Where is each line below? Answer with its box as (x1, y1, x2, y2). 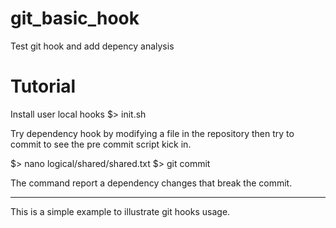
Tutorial (10, 75, 77, 98)
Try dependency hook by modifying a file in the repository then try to (10, 127, 295, 139)
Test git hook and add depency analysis (10, 40, 175, 52)
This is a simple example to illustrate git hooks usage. (10, 205, 231, 217)
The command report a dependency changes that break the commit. (10, 177, 293, 189)
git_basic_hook (10, 7, 140, 30)
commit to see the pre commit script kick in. (10, 138, 192, 150)
